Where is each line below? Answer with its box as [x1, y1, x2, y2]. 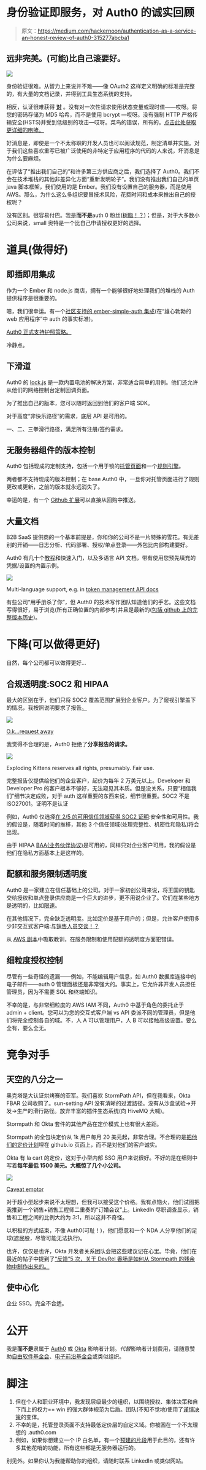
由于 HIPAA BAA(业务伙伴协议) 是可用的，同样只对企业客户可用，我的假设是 [6, 841, 196, 849]
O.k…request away [6, 728, 54, 735]
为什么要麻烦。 [6, 154, 44, 162]
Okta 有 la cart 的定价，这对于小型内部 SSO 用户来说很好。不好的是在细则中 [6, 1154, 198, 1161]
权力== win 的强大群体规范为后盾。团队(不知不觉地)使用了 [36, 1405, 184, 1413]
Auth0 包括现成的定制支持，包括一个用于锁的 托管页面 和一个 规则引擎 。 [6, 462, 185, 470]
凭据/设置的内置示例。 [6, 562, 63, 569]
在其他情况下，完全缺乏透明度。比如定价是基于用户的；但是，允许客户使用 [6, 914, 194, 922]
